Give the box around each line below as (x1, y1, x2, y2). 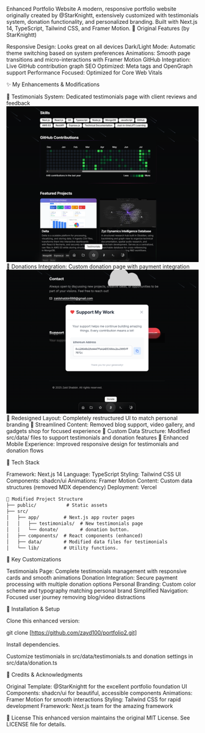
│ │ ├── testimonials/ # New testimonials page (6, 520, 143, 527)
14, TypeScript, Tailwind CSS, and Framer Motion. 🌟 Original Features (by (6, 24, 190, 32)
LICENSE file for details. (6, 721, 67, 728)
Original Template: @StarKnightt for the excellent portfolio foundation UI (6, 683, 187, 690)
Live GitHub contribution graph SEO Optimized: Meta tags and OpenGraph (6, 62, 193, 70)
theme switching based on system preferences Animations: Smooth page (6, 49, 191, 57)
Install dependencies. (6, 641, 60, 648)
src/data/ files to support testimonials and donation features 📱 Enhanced (6, 434, 189, 442)
